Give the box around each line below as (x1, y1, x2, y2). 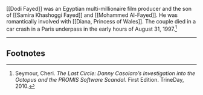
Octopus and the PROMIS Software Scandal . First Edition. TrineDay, (14, 76, 184, 84)
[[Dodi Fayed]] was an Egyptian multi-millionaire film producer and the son (6, 5, 192, 12)
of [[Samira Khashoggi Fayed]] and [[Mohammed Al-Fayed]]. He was (6, 11, 178, 19)
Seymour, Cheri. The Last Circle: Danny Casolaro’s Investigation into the (14, 70, 196, 77)
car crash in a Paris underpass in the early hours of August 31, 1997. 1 (6, 24, 177, 32)
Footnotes (6, 48, 45, 59)
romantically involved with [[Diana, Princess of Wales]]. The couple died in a (6, 18, 196, 25)
